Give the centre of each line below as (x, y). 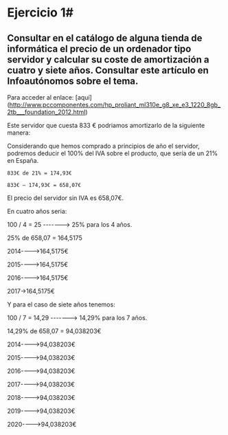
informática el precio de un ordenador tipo (99, 48)
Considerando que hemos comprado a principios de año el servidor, (104, 146)
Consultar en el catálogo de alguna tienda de (105, 38)
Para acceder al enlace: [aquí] (50, 97)
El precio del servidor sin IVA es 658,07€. (66, 198)
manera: (19, 133)
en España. (23, 160)
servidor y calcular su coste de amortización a (108, 59)
